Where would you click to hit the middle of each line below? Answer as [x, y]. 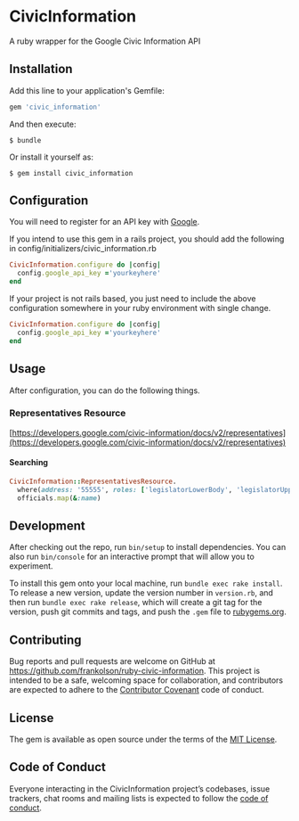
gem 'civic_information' [55, 107]
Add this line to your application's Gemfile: [87, 90]
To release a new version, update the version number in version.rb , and [141, 593]
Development [48, 526]
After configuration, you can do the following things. [105, 390]
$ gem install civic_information [71, 173]
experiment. [31, 566]
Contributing [45, 640]
